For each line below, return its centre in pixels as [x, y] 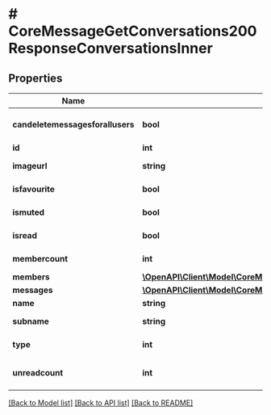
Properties [35, 78]
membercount [40, 259]
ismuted [29, 212]
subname [31, 321]
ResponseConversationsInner [111, 48]
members [31, 277]
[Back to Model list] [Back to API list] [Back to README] [101, 403]
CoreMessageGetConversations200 [133, 31]
